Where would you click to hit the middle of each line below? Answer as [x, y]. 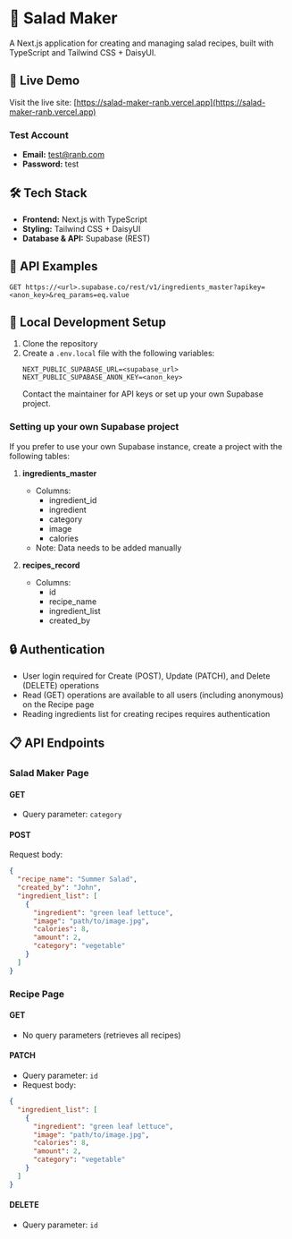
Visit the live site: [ [43, 102]
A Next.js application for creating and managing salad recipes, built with [142, 43]
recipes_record [51, 565]
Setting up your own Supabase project [94, 427]
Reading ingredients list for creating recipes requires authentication [146, 713]
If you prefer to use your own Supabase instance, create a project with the [146, 446]
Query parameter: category [72, 815]
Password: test [50, 164]
